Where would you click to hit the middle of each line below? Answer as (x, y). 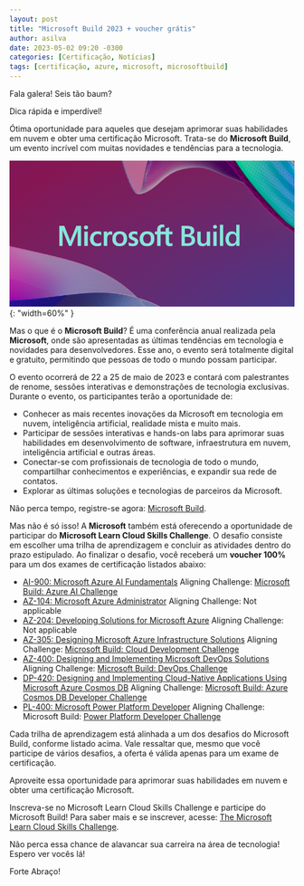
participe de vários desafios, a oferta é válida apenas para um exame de (144, 753)
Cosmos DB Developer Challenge (85, 697)
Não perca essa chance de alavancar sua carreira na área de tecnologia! (145, 844)
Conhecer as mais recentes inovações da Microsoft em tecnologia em (152, 414)
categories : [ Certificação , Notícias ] (82, 57)
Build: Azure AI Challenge (70, 591)
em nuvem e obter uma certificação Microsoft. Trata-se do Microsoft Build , (150, 138)
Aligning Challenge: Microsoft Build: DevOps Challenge (125, 668)
